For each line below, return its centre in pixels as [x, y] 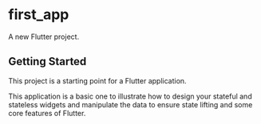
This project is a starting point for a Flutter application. [97, 80]
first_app [39, 15]
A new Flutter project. [44, 37]
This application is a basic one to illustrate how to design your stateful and [130, 96]
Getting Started [47, 62]
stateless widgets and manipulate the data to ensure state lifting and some [130, 104]
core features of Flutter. [47, 113]
